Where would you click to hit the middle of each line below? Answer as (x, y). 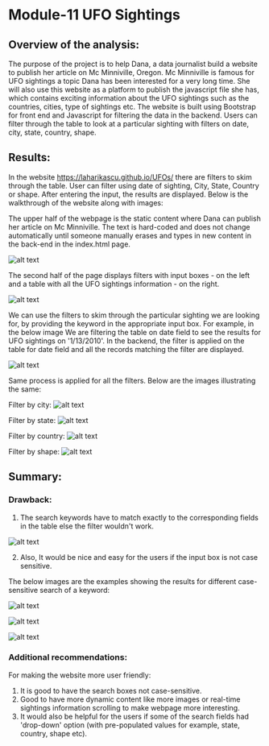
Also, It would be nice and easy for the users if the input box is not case (139, 557)
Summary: (35, 477)
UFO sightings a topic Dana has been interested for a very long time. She (129, 81)
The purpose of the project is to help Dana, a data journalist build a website (133, 64)
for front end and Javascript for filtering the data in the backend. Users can (133, 115)
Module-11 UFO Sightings (95, 15)
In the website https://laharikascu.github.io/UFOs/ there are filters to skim (130, 177)
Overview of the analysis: (74, 45)
